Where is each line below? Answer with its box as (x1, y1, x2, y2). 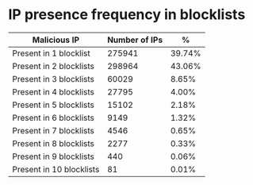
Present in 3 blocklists (12, 73, 95, 84)
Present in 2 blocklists (12, 60, 95, 71)
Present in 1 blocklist (12, 48, 90, 59)
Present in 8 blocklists (12, 137, 95, 148)
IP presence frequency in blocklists (8, 6, 246, 24)
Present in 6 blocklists (12, 112, 95, 123)
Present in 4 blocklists (12, 86, 95, 97)
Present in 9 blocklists (12, 151, 95, 162)
